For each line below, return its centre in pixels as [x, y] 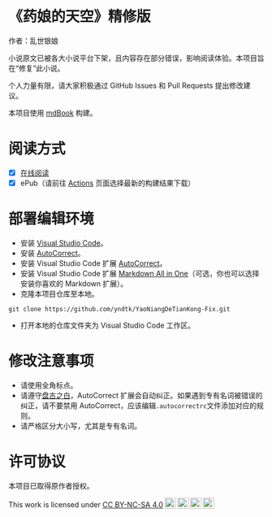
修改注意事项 [52, 361]
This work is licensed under [55, 504]
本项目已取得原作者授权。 [51, 485]
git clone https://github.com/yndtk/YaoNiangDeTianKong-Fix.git [119, 309]
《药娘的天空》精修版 [80, 17]
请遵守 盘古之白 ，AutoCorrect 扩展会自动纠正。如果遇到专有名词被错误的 [141, 395]
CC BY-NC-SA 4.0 [133, 504]
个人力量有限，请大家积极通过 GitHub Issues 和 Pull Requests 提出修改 [126, 85]
